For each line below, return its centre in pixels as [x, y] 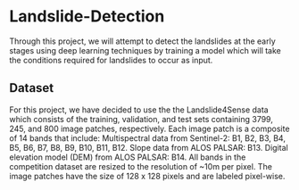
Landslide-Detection [87, 17]
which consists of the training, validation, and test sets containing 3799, [141, 119]
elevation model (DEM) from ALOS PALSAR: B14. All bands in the [128, 157]
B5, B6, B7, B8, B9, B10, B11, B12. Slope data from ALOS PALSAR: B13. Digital [149, 147]
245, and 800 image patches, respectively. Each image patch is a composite [149, 128]
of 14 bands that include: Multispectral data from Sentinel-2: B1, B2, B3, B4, [147, 138]
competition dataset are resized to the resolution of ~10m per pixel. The [141, 166]
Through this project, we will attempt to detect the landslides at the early [143, 41]
